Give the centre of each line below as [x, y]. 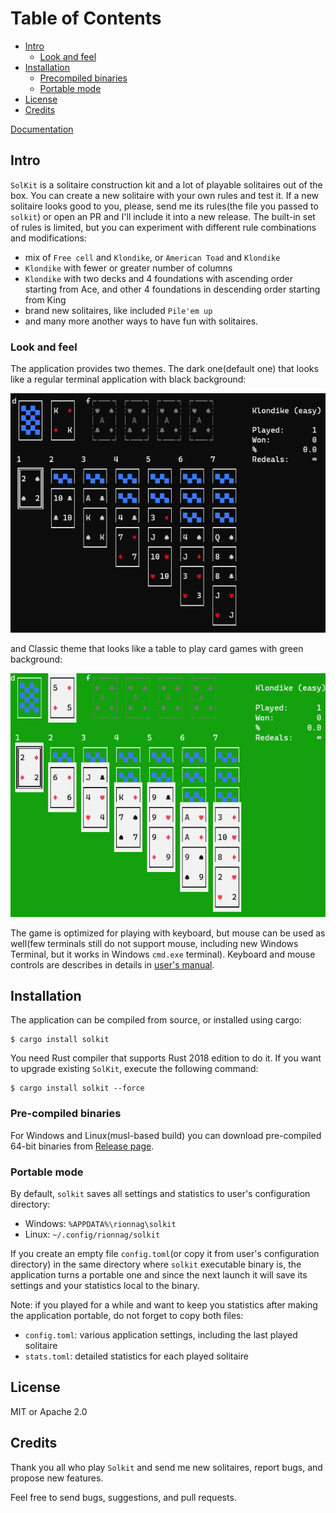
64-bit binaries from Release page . [82, 1146]
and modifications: [48, 238]
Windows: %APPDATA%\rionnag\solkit [100, 1224]
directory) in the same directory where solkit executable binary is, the [156, 1264]
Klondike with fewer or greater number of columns [128, 268]
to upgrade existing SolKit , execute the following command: [134, 1069]
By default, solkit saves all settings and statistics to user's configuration [160, 1194]
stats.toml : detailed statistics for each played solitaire [136, 1356]
